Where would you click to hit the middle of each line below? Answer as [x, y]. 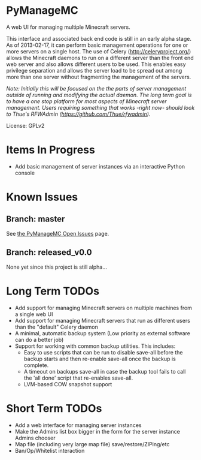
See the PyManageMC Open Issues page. [58, 233]
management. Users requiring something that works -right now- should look [100, 107]
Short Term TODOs [54, 408]
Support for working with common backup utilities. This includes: [95, 346]
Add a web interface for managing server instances [78, 425]
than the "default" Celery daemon [57, 327]
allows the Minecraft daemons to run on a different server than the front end [100, 58]
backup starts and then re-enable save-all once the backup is [100, 359]
